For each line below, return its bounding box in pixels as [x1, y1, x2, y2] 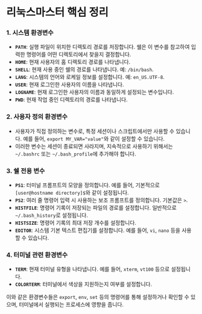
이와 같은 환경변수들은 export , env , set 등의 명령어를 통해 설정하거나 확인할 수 [6, 294, 190, 301]
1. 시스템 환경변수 [6, 28, 54, 37]
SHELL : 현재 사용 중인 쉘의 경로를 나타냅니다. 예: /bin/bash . [14, 66, 154, 73]
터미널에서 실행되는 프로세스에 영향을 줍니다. [19, 301, 124, 308]
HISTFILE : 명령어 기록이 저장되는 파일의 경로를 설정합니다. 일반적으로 [14, 204, 177, 212]
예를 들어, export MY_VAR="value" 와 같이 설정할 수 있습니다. [23, 135, 165, 142]
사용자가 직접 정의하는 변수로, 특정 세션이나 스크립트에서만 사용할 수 [14, 127, 175, 134]
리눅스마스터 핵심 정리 [6, 5, 109, 19]
